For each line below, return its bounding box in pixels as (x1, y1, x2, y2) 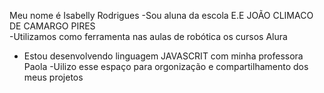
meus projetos (23, 71, 84, 83)
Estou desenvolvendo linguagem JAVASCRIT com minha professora (23, 50, 304, 62)
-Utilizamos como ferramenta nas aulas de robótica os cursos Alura (9, 31, 288, 42)
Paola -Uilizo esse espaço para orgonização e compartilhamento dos (23, 61, 309, 72)
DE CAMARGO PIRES (9, 20, 96, 32)
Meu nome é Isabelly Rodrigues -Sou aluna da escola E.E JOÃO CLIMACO (9, 10, 314, 21)
